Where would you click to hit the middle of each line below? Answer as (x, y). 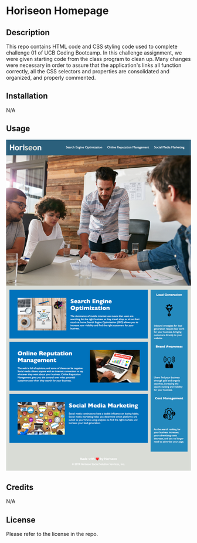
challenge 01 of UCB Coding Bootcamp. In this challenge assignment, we (94, 53)
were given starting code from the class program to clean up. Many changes (98, 59)
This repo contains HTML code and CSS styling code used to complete (92, 46)
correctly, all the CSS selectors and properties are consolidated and (88, 71)
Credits (20, 487)
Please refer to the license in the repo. (52, 534)
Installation (27, 96)
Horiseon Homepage (57, 11)
